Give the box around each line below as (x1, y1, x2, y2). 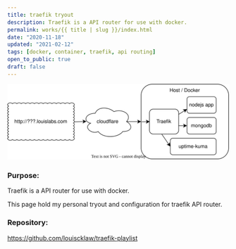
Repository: (7, 218, 49, 228)
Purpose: (7, 170, 40, 180)
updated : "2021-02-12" (7, 41, 74, 49)
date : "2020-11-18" (7, 34, 65, 41)
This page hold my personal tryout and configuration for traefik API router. (7, 200, 223, 209)
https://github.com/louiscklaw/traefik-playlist (7, 234, 138, 242)
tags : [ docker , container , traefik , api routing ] (7, 49, 156, 56)
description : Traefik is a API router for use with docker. (7, 18, 188, 26)
